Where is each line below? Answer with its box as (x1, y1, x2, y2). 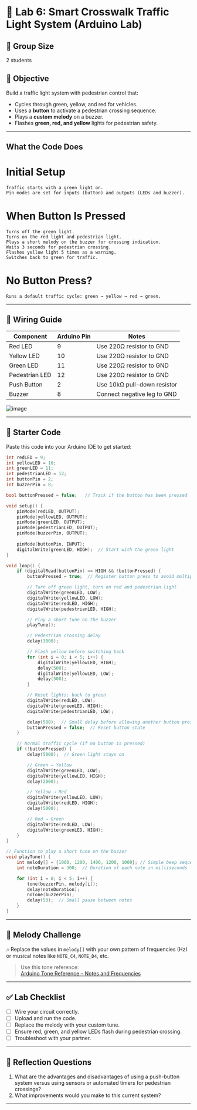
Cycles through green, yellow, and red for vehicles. (14, 100, 138, 107)
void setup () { (6, 503, 43, 509)
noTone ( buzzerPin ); (27, 892, 75, 898)
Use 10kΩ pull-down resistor (96, 380, 178, 388)
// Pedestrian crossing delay (27, 633, 101, 639)
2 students (6, 57, 32, 63)
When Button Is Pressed (6, 210, 126, 223)
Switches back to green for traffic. (6, 255, 98, 261)
